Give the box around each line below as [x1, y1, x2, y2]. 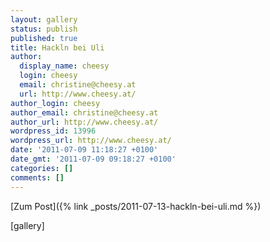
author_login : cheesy [10, 98, 101, 108]
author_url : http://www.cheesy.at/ [10, 117, 159, 127]
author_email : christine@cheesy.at [10, 107, 159, 118]
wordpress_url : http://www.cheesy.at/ [10, 136, 172, 146]
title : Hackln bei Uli [10, 42, 105, 53]
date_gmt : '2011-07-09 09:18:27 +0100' [10, 154, 177, 164]
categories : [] [10, 163, 74, 173]
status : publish [10, 24, 78, 34]
